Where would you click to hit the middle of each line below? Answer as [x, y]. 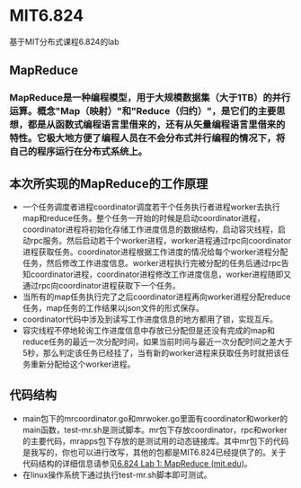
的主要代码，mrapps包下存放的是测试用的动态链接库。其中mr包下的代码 [155, 440]
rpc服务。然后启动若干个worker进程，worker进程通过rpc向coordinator [161, 241]
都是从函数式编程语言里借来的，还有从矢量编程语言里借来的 [156, 125]
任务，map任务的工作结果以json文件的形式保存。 [113, 308]
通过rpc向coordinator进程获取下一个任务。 [101, 286]
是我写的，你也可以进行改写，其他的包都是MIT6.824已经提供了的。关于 [154, 452]
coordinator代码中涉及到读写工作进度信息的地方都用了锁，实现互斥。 [150, 319]
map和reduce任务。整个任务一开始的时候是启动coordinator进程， [143, 218]
